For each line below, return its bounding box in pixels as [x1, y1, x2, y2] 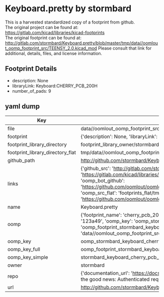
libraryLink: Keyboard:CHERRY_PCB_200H [12, 83, 98, 89]
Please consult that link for [98, 45, 152, 51]
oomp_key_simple [7, 253, 48, 260]
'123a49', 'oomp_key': [80, 218, 133, 224]
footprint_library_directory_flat [7, 149, 76, 156]
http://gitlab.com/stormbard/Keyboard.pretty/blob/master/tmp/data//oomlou [5, 40, 158, 46]
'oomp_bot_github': [80, 177, 125, 184]
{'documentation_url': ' [80, 270, 133, 276]
